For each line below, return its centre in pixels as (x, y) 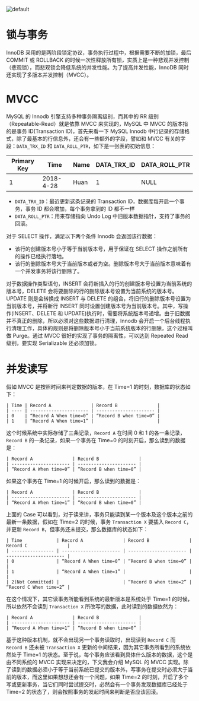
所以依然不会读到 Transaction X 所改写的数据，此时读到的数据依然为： (92, 606)
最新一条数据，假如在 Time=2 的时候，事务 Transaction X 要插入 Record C (96, 522)
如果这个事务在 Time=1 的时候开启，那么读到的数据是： (73, 481)
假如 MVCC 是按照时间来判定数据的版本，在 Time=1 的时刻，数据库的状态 (96, 386)
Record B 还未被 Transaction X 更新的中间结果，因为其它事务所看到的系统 (96, 647)
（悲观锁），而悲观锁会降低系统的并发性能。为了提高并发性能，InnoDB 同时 (97, 67)
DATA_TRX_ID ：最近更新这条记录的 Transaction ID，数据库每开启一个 (97, 201)
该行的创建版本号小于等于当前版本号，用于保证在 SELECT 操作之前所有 (101, 249)
